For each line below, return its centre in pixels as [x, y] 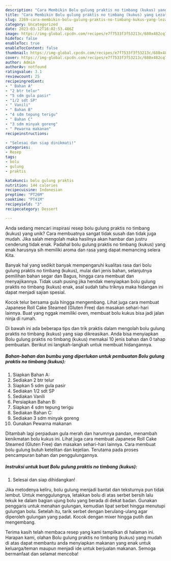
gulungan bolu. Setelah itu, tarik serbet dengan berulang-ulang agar [77, 511]
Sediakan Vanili [28, 396]
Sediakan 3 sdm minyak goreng [46, 418]
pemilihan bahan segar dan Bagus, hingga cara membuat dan [70, 276]
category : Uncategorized [32, 24]
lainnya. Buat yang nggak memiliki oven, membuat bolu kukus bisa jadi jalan [85, 313]
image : [12, 34]
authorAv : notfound [26, 67]
